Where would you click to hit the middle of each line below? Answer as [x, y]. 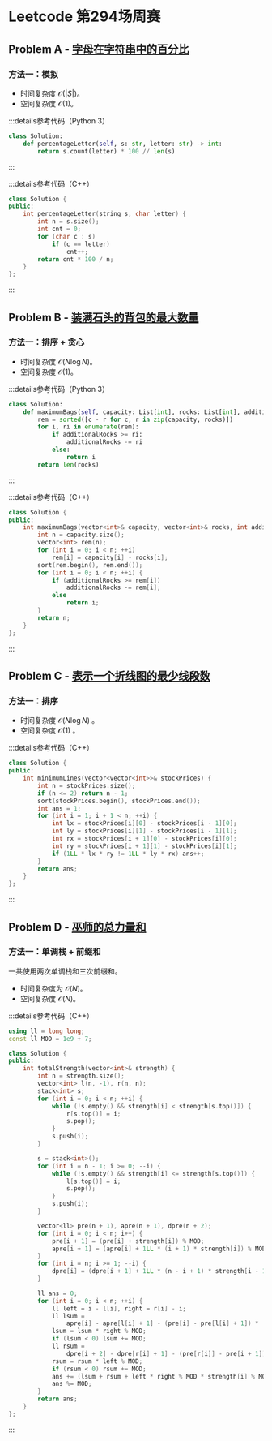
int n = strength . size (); [81, 1076]
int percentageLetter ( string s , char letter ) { [104, 214]
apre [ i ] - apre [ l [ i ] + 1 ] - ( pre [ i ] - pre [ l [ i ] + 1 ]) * [162, 1323]
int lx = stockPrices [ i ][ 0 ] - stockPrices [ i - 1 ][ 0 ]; [144, 824]
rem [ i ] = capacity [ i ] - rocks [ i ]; [110, 557]
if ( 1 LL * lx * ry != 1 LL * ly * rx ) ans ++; [128, 854]
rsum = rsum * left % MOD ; [97, 1361]
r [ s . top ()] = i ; [93, 1114]
